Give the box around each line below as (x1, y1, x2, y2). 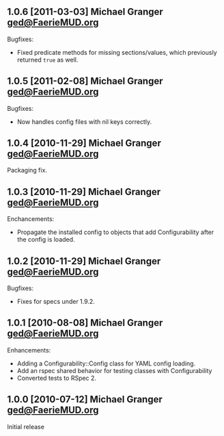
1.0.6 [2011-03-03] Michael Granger (7, 6, 164, 18)
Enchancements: (7, 215, 55, 223)
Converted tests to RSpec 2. (16, 374, 97, 382)
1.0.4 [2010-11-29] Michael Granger (7, 138, 162, 149)
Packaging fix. (7, 166, 48, 175)
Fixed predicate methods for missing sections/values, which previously (16, 48, 217, 56)
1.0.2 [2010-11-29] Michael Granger (7, 255, 161, 267)
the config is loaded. (16, 235, 75, 244)
